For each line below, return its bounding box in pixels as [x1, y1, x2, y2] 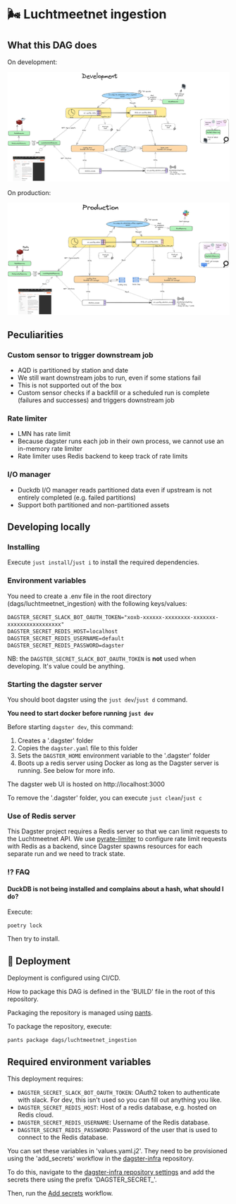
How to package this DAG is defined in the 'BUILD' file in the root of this [7, 988, 216, 996]
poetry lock [7, 922, 42, 929]
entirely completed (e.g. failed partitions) [17, 493, 136, 502]
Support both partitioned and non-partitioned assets [17, 500, 170, 509]
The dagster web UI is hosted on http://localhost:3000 [7, 780, 166, 788]
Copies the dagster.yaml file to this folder [17, 744, 138, 752]
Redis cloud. [17, 1111, 54, 1119]
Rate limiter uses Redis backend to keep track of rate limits [17, 452, 188, 461]
